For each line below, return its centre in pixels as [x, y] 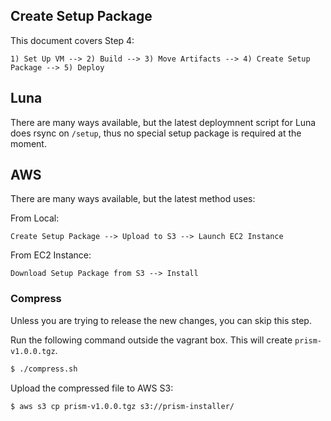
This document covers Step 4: [72, 40]
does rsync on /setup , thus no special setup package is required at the [156, 133]
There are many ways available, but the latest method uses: [133, 199]
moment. [28, 143]
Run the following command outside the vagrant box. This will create [151, 340]
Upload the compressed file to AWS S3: [92, 388]
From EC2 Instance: [51, 255]
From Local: [35, 218]
